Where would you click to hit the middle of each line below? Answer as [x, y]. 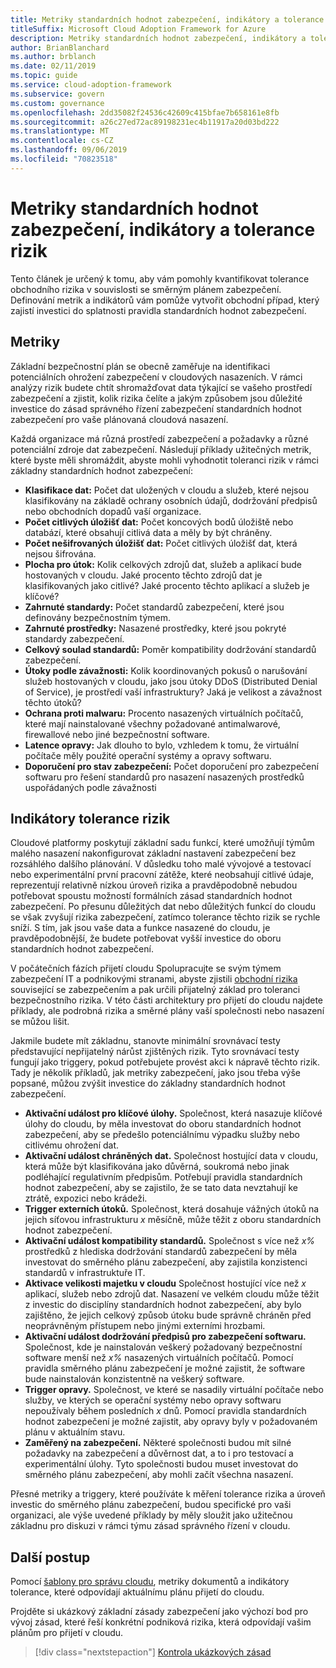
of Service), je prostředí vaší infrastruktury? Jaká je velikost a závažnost [173, 692]
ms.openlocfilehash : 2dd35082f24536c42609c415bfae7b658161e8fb [145, 112]
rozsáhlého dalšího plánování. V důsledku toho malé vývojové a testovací [161, 864]
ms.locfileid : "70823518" [64, 159]
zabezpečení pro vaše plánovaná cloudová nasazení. [119, 419]
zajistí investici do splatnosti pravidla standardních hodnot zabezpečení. [158, 310]
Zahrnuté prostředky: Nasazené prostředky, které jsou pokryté [155, 628]
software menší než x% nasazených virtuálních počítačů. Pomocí [159, 1358]
